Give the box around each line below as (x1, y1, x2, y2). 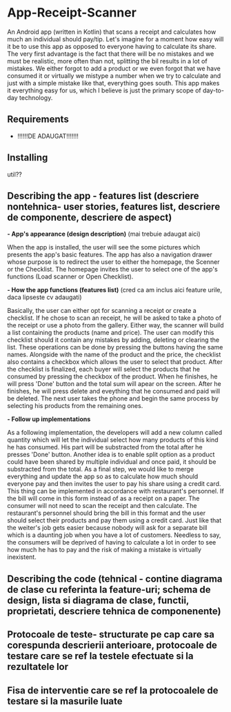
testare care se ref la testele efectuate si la (7, 650, 194, 662)
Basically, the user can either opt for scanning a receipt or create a (7, 307, 197, 315)
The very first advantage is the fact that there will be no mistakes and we (7, 50, 214, 58)
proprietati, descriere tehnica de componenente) (7, 605, 221, 617)
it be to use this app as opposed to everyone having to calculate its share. (7, 42, 217, 50)
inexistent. (7, 553, 37, 561)
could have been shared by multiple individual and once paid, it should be (7, 458, 217, 466)
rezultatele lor (7, 661, 69, 673)
